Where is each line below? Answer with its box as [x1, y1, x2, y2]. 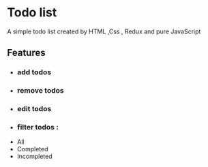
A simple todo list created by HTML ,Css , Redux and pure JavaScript [7, 27, 201, 35]
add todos [16, 67, 52, 77]
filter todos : [16, 123, 59, 132]
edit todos [16, 104, 52, 114]
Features [7, 47, 46, 59]
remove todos [16, 86, 64, 95]
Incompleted [16, 152, 53, 161]
